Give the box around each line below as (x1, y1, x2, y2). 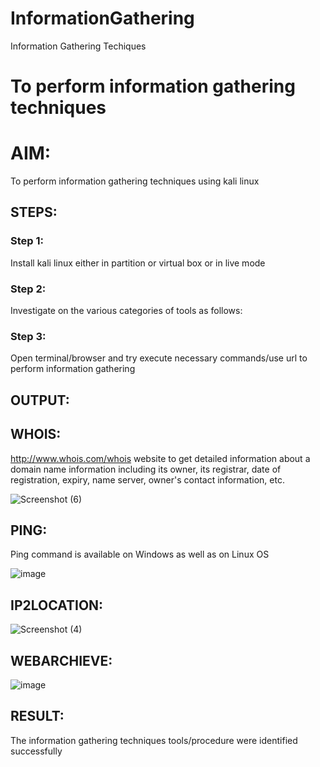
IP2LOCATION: (10, 597, 104, 614)
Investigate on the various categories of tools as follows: (10, 305, 243, 317)
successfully (10, 745, 63, 757)
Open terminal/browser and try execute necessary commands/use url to (10, 352, 308, 364)
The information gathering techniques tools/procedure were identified (10, 734, 298, 746)
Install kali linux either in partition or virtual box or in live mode (10, 257, 266, 269)
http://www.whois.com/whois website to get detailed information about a (10, 452, 311, 464)
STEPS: (10, 204, 58, 221)
